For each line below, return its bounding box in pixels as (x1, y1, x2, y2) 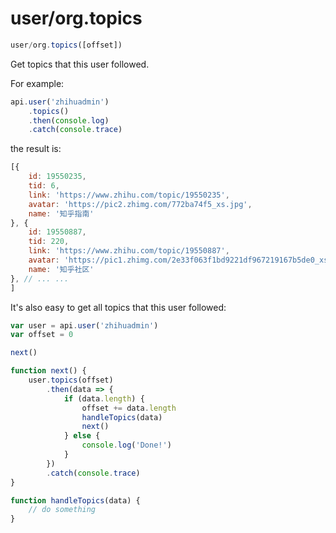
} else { (63, 431, 101, 441)
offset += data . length (81, 403, 177, 413)
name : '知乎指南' (28, 208, 95, 219)
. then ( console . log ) (28, 115, 110, 126)
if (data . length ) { (63, 393, 145, 404)
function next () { (10, 366, 87, 376)
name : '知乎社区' (28, 264, 95, 274)
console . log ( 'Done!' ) (81, 440, 172, 451)
